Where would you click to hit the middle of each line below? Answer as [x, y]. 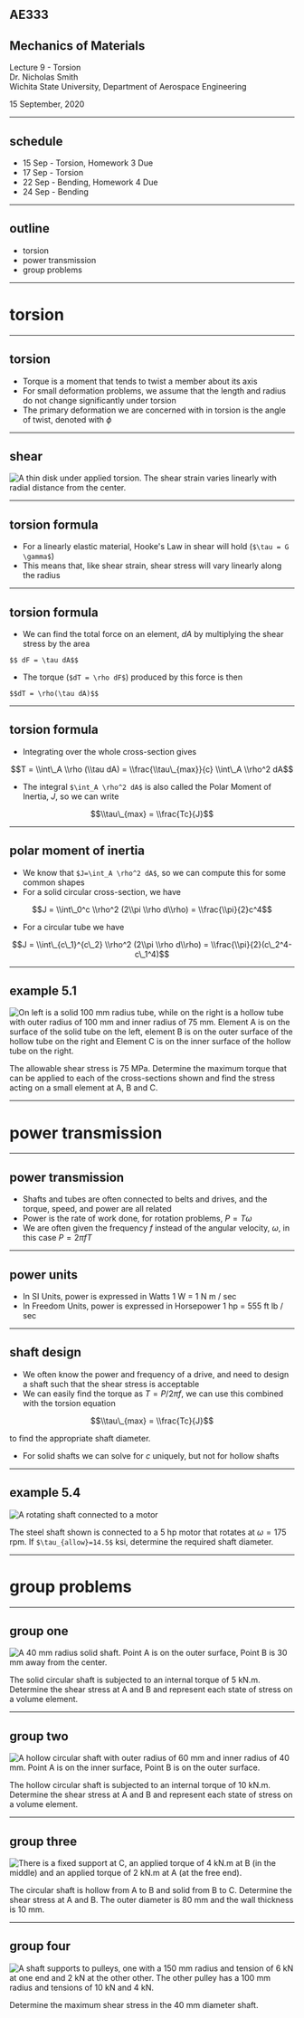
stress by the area [56, 644]
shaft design [45, 1352]
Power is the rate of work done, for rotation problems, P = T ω [137, 1218]
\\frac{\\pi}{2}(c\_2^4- [252, 944]
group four [40, 1946]
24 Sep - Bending [55, 192]
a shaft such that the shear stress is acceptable [111, 1384]
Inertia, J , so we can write [71, 796]
